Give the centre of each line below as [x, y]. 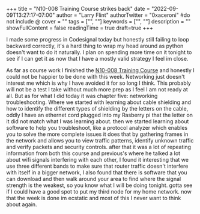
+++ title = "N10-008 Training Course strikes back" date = [78, 9]
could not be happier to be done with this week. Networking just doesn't [95, 77]
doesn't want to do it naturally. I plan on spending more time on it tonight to [99, 52]
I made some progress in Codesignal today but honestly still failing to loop [98, 39]
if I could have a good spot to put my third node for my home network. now [99, 191]
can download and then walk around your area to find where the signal [94, 179]
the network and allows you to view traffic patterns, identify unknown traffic [100, 140]
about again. [22, 204]
